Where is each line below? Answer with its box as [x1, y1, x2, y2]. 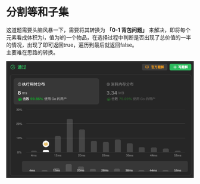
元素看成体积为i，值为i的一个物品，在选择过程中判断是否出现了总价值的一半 [6, 33, 192, 41]
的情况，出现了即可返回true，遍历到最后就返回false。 [6, 41, 138, 48]
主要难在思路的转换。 [6, 48, 58, 56]
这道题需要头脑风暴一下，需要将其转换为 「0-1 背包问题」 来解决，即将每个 [6, 26, 191, 33]
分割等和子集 [6, 5, 70, 19]
